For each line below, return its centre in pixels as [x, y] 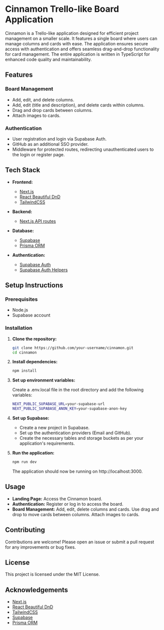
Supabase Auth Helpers [43, 270]
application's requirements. [47, 443]
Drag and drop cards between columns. [52, 110]
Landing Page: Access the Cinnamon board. [57, 498]
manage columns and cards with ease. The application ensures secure [77, 43]
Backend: [22, 211]
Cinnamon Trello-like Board [62, 9]
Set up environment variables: [44, 380]
